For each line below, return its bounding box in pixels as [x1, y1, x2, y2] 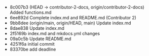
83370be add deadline [9, 47, 56, 52]
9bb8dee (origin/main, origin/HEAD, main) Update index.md [9, 20, 132, 26]
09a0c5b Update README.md [9, 36, 72, 42]
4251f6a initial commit [9, 41, 55, 47]
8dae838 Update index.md [9, 25, 65, 31]
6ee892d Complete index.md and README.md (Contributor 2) [9, 15, 137, 20]
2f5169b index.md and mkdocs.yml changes [9, 31, 100, 36]
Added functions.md [9, 9, 52, 15]
